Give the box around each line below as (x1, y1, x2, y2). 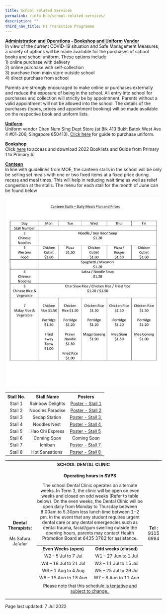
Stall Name (36, 394, 59, 400)
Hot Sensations (31, 449, 63, 455)
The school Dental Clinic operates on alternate (42, 482, 138, 488)
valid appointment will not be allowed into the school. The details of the (5, 101, 151, 106)
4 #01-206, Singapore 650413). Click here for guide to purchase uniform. (5, 131, 155, 137)
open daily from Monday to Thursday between (42, 503, 138, 510)
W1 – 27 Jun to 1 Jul (95, 553, 138, 559)
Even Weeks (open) (42, 546, 84, 552)
